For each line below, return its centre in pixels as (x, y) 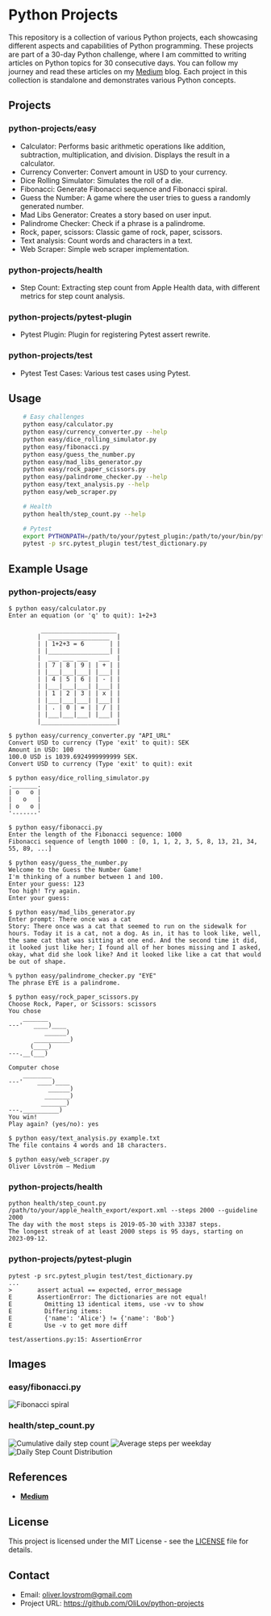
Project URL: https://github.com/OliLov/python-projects (112, 1603)
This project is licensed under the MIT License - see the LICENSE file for (128, 1541)
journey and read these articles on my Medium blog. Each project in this (128, 71)
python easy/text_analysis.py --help (86, 485)
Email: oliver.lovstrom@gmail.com (76, 1595)
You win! (23, 1117)
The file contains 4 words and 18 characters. (88, 1145)
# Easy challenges (54, 417)
